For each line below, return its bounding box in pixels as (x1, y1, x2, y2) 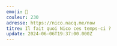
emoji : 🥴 (6, 8, 28, 15)
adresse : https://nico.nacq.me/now (6, 20, 95, 26)
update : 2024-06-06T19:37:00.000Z (6, 31, 93, 37)
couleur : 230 (6, 14, 39, 20)
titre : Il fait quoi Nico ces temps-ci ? (6, 25, 112, 32)
